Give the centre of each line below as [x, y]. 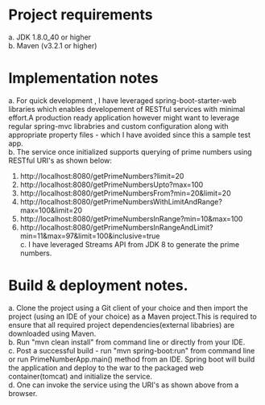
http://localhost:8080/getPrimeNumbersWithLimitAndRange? [121, 201]
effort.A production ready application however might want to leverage [124, 118]
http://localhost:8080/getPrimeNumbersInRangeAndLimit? [116, 227]
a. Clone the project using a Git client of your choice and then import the [128, 308]
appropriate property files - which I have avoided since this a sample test [130, 134]
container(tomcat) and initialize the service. [81, 376]
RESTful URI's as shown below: [60, 160]
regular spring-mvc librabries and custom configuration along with [118, 126]
